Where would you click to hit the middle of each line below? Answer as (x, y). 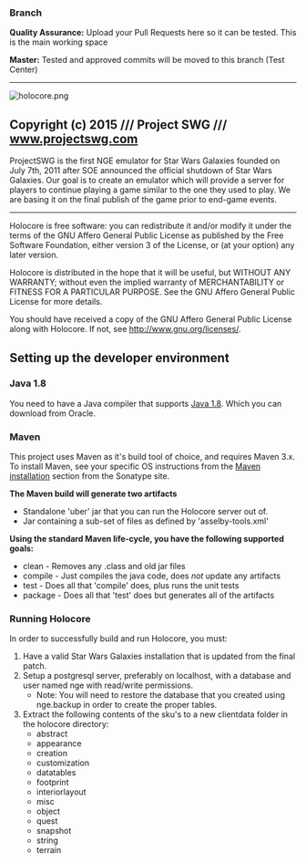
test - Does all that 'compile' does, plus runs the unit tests (131, 586)
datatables (56, 773)
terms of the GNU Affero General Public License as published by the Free (147, 235)
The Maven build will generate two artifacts (93, 494)
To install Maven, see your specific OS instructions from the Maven (135, 466)
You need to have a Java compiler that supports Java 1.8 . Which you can (146, 403)
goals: (22, 548)
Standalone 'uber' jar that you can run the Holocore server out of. (145, 512)
